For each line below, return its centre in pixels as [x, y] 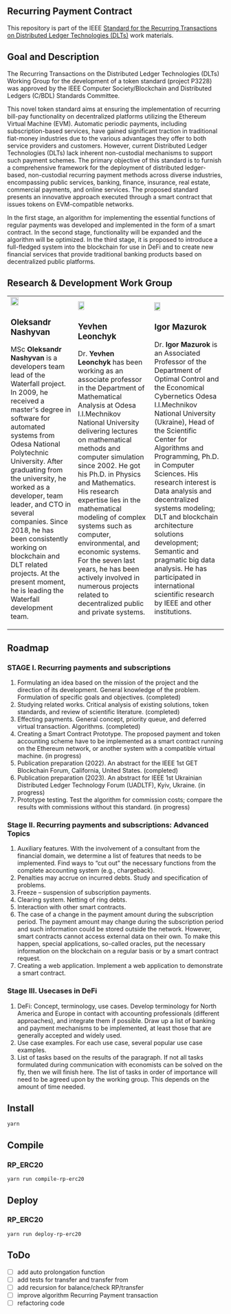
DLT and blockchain [186, 516]
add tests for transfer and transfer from [73, 1280]
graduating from [37, 470]
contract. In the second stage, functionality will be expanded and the [104, 232]
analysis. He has [181, 568]
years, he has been [109, 569]
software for [30, 418]
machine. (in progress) [49, 756]
